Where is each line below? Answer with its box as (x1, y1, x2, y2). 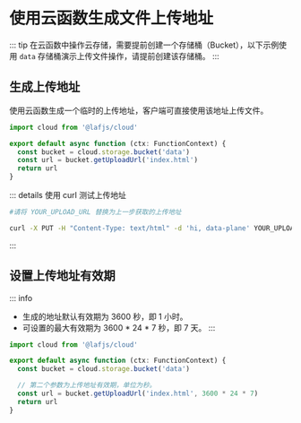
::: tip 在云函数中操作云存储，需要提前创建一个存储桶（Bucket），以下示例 (9, 39, 279, 50)
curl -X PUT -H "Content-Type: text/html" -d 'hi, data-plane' (9, 223, 251, 233)
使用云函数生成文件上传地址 (9, 8, 214, 29)
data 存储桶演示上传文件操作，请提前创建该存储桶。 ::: (19, 50, 219, 61)
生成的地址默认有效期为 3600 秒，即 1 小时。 (21, 311, 188, 322)
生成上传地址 (9, 80, 81, 95)
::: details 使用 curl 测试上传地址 (9, 190, 127, 200)
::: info (9, 292, 33, 303)
